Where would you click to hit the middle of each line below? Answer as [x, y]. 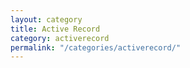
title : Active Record [55, 29]
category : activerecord [60, 38]
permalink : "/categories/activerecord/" [96, 47]
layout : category [46, 19]
